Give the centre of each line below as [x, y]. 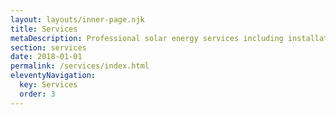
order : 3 [37, 94]
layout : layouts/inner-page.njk [77, 19]
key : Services [48, 85]
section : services [48, 47]
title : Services [44, 29]
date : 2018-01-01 [46, 57]
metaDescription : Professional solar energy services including [147, 38]
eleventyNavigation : [53, 76]
